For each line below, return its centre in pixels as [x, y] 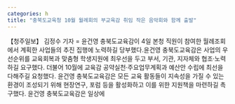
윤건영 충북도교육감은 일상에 [66, 93]
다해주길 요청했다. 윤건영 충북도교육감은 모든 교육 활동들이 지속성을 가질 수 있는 [116, 76]
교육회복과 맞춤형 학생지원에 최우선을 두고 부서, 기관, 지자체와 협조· [123, 58]
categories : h [28, 14]
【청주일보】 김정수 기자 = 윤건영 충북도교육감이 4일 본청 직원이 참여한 [105, 41]
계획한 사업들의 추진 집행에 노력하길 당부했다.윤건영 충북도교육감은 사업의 [120, 50]
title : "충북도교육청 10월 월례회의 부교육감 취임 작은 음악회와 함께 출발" [102, 20]
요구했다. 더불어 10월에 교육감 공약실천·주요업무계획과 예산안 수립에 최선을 [122, 67]
